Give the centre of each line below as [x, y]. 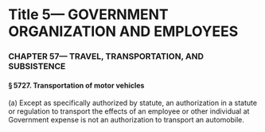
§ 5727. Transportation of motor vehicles [76, 85]
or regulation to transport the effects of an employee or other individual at [129, 111]
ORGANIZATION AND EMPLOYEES [123, 31]
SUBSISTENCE [37, 67]
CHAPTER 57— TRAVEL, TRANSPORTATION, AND [106, 56]
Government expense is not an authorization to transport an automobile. [126, 120]
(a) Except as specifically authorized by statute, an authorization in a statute [132, 103]
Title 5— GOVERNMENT [88, 15]
